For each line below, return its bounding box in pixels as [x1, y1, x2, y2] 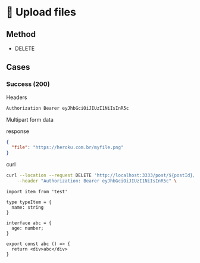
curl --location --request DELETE [6, 172, 92, 178]
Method [6, 29, 36, 39]
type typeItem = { [6, 199, 52, 205]
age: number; [11, 225, 44, 231]
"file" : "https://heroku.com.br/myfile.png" [11, 144, 124, 151]
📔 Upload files [6, 5, 76, 19]
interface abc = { [6, 220, 52, 226]
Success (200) [6, 80, 50, 88]
